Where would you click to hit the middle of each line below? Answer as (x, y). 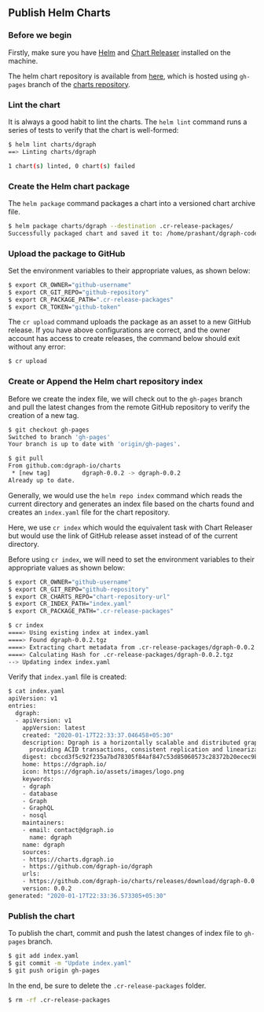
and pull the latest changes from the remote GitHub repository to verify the (129, 407)
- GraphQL (38, 808)
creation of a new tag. (44, 415)
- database (40, 794)
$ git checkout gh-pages (49, 430)
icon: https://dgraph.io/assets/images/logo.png (103, 772)
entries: (22, 706)
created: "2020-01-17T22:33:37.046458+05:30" (98, 735)
